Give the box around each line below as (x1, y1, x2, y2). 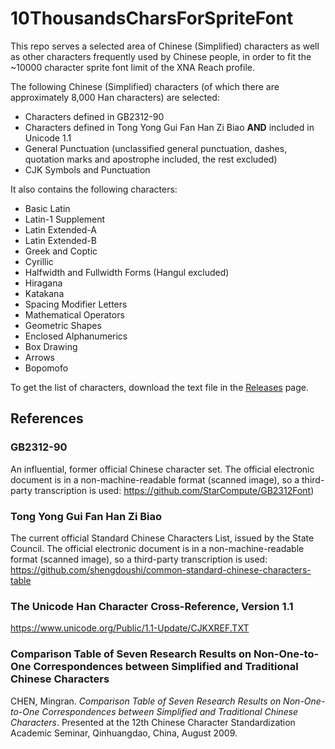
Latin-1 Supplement (24, 213, 106, 225)
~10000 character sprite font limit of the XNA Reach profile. (10, 61, 256, 73)
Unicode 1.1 (24, 132, 72, 144)
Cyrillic (24, 255, 54, 267)
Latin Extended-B (24, 234, 97, 246)
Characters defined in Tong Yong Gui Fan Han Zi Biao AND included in (24, 121, 315, 133)
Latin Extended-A (24, 223, 97, 236)
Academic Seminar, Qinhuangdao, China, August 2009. (10, 727, 238, 739)
